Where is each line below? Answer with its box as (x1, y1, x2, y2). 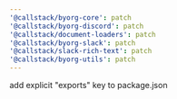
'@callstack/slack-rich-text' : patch (9, 47, 152, 56)
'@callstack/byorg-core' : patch (9, 13, 132, 22)
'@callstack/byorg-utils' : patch (9, 55, 136, 64)
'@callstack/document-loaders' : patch (9, 30, 156, 39)
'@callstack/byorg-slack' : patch (9, 38, 136, 48)
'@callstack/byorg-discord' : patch (9, 22, 144, 31)
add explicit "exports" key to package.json (9, 80, 168, 90)
